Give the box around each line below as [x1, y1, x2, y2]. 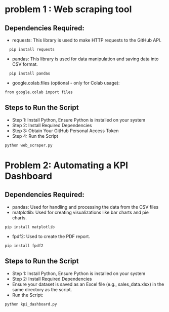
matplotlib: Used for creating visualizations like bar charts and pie [12, 209, 149, 215]
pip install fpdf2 [5, 243, 44, 248]
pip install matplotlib [5, 224, 55, 229]
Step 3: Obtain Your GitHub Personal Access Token [12, 128, 119, 134]
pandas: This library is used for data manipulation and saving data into [12, 56, 159, 62]
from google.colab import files [5, 90, 73, 95]
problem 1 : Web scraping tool [5, 4, 132, 15]
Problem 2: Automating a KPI [5, 160, 129, 171]
